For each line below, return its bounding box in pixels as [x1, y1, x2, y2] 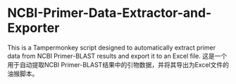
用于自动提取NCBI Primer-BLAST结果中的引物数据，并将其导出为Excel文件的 [7, 60, 229, 68]
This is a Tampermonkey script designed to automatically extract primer [7, 43, 216, 52]
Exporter [7, 20, 60, 36]
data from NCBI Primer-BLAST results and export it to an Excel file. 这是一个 [7, 52, 228, 60]
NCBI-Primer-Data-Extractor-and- [7, 5, 212, 21]
